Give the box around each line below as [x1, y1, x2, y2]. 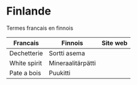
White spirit [9, 59, 43, 67]
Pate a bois [9, 69, 41, 77]
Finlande [6, 4, 52, 18]
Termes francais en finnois [6, 24, 74, 32]
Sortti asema [48, 49, 85, 57]
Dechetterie [9, 49, 43, 57]
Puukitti [48, 69, 71, 77]
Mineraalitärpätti [48, 59, 96, 67]
